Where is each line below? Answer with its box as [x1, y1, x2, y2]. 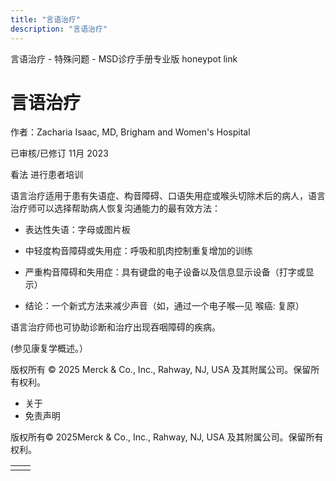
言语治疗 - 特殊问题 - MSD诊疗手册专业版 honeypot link [10, 52, 238, 65]
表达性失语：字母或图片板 [24, 224, 131, 236]
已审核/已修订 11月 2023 [10, 147, 109, 160]
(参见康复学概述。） [10, 342, 89, 355]
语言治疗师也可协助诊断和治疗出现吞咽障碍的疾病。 [10, 321, 221, 333]
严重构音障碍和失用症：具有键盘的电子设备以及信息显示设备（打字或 [24, 266, 306, 278]
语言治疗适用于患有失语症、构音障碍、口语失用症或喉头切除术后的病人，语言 [10, 190, 326, 202]
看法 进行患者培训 [10, 169, 83, 181]
